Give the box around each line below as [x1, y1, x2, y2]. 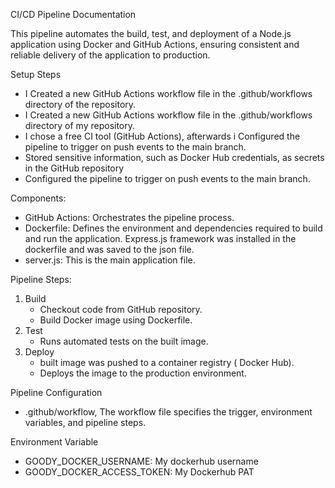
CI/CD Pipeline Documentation [10, 9, 137, 20]
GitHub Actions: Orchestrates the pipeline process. [24, 212, 235, 223]
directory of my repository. [24, 120, 136, 131]
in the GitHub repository [24, 162, 125, 174]
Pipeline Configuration [10, 387, 103, 398]
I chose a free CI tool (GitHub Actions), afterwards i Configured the [24, 130, 301, 142]
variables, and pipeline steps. [24, 417, 147, 428]
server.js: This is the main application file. [24, 254, 196, 266]
